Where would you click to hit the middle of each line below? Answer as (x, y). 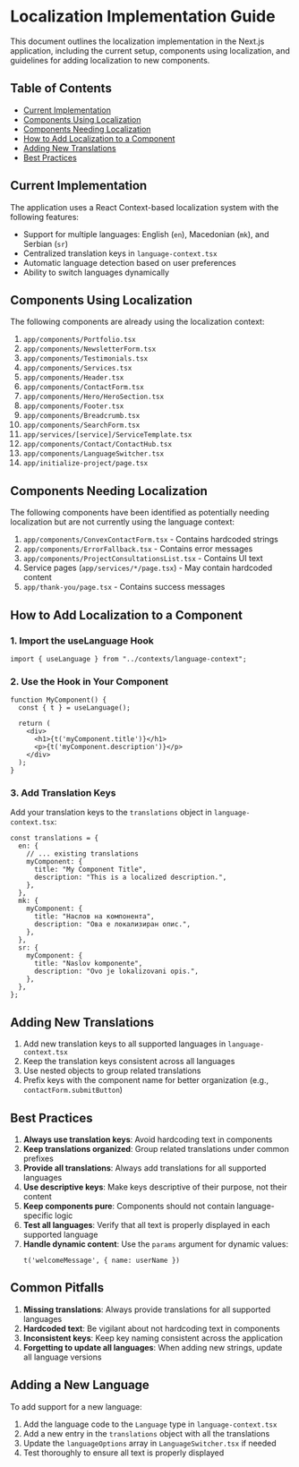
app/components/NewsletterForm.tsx (90, 350)
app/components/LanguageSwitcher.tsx (94, 454)
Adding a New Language (80, 1385)
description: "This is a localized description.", (130, 878)
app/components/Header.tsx (73, 378)
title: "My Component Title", (90, 870)
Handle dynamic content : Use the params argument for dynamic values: (156, 1244)
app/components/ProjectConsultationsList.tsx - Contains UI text (143, 559)
